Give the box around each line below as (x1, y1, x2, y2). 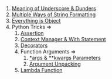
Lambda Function (20, 67, 63, 73)
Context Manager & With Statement (20, 36, 107, 42)
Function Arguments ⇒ (20, 48, 76, 55)
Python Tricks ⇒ (11, 23, 52, 30)
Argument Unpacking (29, 60, 81, 67)
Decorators (20, 42, 48, 49)
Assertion (20, 30, 44, 37)
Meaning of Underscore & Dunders (11, 5, 97, 12)
